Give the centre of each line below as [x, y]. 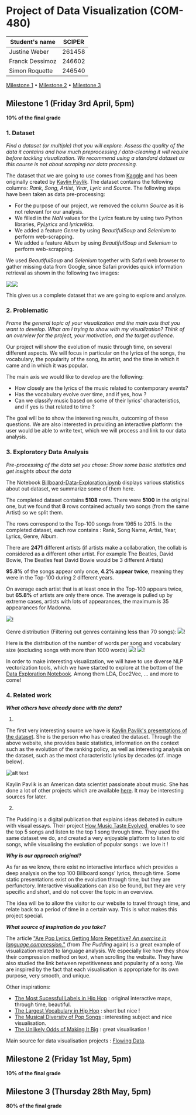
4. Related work [29, 695]
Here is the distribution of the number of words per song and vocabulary [94, 643]
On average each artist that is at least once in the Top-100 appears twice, [94, 589]
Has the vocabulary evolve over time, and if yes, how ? [80, 394]
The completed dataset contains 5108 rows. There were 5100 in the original [97, 500]
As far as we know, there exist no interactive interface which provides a [92, 867]
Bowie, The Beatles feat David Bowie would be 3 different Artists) [85, 560]
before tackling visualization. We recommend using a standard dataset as [96, 158]
